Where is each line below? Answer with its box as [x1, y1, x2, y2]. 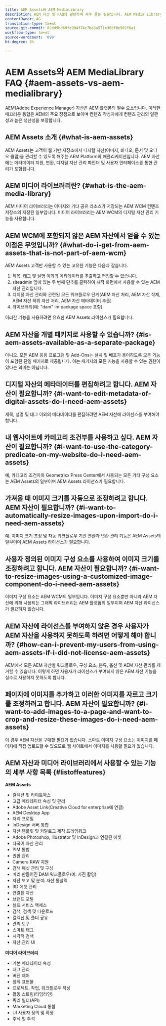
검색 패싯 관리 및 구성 [12, 865, 53, 871]
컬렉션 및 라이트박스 [12, 792, 51, 798]
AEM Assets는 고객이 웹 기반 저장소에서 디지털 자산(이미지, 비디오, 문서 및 [5, 147, 148, 153]
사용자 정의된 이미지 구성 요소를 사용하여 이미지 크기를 [5, 555, 160, 563]
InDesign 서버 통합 [12, 821, 49, 828]
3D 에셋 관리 [12, 883, 37, 890]
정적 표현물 [12, 979, 34, 984]
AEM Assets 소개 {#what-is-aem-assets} [5, 133, 133, 141]
